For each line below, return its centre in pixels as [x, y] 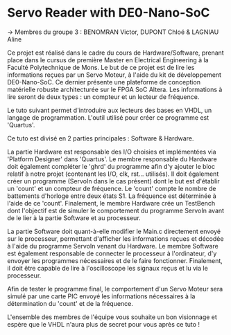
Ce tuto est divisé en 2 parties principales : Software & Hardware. [101, 138]
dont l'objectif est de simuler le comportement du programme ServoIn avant [115, 210]
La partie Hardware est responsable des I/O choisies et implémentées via [112, 152]
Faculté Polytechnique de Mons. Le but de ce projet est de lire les [101, 67]
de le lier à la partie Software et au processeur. [74, 218]
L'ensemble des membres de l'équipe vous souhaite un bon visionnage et [112, 317]
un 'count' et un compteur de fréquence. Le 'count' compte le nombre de [112, 188]
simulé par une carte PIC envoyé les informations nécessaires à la [101, 296]
